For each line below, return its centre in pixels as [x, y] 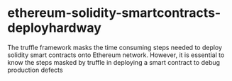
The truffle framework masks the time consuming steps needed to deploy [115, 47]
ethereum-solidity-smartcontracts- [114, 13]
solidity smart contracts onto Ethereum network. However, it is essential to [116, 55]
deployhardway [54, 28]
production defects [35, 70]
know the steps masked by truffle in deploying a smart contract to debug [114, 62]
